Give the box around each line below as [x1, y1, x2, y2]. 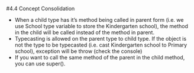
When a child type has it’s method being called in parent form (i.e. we [14, 16, 184, 23]
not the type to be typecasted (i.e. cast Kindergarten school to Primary [14, 41, 187, 48]
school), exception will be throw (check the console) [14, 48, 143, 55]
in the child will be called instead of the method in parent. [14, 29, 155, 36]
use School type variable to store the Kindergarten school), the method [14, 23, 188, 29]
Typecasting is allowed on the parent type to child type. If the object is [14, 35, 187, 42]
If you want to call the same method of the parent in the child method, [14, 54, 185, 61]
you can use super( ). [14, 60, 66, 67]
